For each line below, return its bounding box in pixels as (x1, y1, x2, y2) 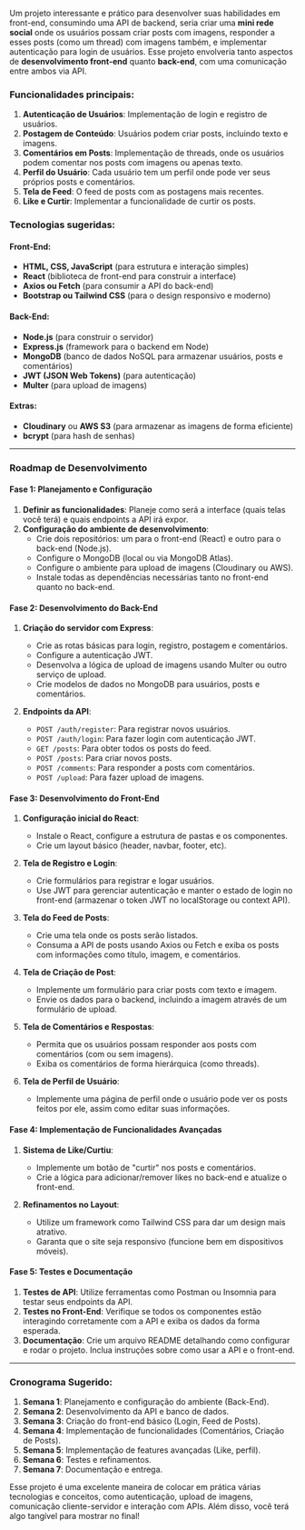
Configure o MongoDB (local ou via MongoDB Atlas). (35, 552, 234, 563)
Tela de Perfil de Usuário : (22, 1076, 120, 1087)
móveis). (35, 1245, 69, 1256)
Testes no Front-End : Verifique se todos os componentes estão (22, 1305, 261, 1316)
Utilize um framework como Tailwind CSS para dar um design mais (35, 1216, 286, 1227)
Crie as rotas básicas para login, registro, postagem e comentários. (35, 640, 289, 651)
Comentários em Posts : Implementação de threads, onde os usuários (22, 147, 284, 158)
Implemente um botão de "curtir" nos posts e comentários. (35, 1162, 257, 1173)
